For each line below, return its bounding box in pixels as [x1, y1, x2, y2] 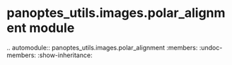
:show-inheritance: [37, 51, 93, 59]
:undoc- [199, 43, 223, 52]
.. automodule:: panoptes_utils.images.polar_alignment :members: [6, 43, 198, 52]
